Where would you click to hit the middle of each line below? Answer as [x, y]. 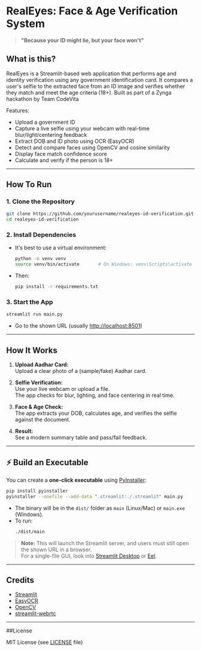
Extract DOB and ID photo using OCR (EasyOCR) [74, 141]
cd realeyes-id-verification [42, 219]
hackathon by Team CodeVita [42, 99]
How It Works [32, 350]
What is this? [31, 59]
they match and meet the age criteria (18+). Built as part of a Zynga [89, 92]
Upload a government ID [45, 122]
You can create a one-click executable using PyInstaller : [76, 480]
